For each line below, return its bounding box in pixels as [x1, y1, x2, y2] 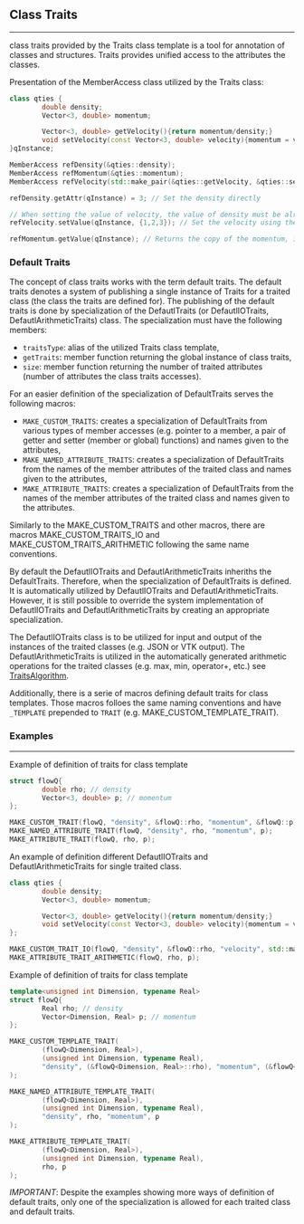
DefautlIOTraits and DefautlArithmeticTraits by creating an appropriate [9, 605, 270, 616]
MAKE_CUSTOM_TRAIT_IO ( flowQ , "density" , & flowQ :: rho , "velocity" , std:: [9, 945, 290, 954]
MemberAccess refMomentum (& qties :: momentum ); [9, 168, 184, 177]
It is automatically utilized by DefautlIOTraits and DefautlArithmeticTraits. [9, 586, 279, 597]
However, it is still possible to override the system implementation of [9, 595, 264, 606]
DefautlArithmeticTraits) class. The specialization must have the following [9, 315, 283, 326]
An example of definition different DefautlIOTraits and [9, 851, 208, 862]
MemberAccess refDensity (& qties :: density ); [9, 160, 176, 170]
